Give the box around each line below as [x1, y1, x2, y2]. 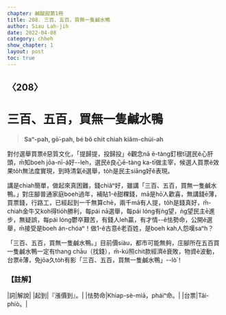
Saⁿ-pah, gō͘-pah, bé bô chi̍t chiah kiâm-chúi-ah [23, 135, 164, 144]
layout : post [7, 49, 45, 55]
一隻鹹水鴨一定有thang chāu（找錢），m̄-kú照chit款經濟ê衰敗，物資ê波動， [7, 247, 218, 255]
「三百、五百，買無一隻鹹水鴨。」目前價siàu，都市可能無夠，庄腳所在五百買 [7, 239, 220, 247]
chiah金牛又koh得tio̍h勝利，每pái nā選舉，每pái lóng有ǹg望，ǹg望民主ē [7, 207, 210, 216]
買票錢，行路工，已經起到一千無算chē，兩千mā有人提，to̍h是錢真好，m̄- [7, 199, 212, 207]
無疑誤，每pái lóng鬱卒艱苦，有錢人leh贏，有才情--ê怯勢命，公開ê [18, 216, 207, 224]
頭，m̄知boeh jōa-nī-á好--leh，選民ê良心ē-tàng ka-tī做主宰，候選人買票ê [7, 158, 214, 166]
